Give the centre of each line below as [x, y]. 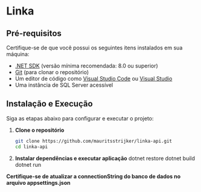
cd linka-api [31, 147]
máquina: [18, 54]
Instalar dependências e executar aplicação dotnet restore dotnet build [105, 158]
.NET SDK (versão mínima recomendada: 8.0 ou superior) [86, 66]
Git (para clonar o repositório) [52, 72]
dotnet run [28, 164]
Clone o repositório [40, 130]
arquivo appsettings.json [38, 182]
